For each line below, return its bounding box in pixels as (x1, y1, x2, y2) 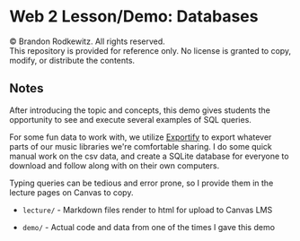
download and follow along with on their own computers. (9, 159, 220, 171)
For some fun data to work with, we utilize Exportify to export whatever (9, 132, 272, 142)
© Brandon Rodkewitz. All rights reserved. (9, 36, 166, 47)
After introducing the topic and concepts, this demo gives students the (9, 105, 271, 116)
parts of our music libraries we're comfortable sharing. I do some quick (9, 141, 272, 151)
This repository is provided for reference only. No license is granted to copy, (9, 45, 292, 56)
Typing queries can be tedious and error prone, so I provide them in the (9, 177, 274, 188)
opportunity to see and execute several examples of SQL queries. (9, 114, 251, 125)
